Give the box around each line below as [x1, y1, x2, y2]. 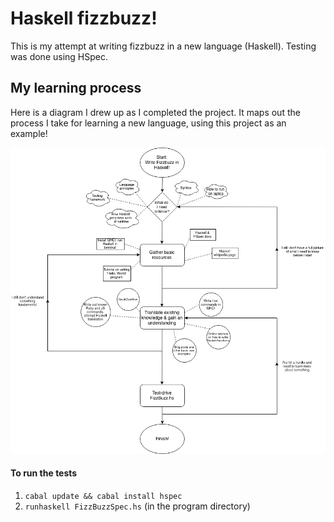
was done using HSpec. [10, 50, 108, 62]
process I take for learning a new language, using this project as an [10, 117, 287, 129]
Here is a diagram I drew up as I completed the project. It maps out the [10, 106, 301, 118]
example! [10, 127, 48, 139]
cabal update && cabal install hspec [24, 491, 183, 501]
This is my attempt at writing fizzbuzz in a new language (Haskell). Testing [10, 40, 317, 52]
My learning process [10, 80, 142, 97]
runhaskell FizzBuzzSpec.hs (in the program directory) [24, 500, 251, 512]
